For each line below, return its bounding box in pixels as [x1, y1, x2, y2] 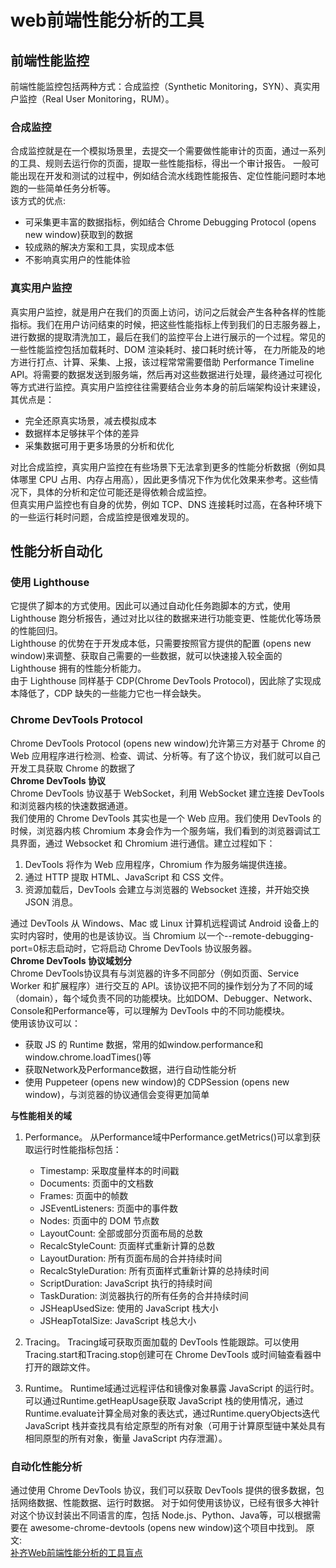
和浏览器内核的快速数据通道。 [10, 799, 133, 811]
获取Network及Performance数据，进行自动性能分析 [24, 1063, 237, 1075]
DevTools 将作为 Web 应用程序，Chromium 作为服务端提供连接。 [24, 858, 293, 870]
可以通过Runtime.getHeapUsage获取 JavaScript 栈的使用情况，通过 [24, 1394, 304, 1406]
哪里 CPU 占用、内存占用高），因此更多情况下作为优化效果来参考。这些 [18, 473, 310, 485]
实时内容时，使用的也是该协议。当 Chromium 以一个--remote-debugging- [10, 929, 315, 941]
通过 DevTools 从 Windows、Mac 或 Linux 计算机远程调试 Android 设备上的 [10, 917, 320, 929]
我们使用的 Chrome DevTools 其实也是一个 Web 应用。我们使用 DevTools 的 [10, 812, 322, 824]
